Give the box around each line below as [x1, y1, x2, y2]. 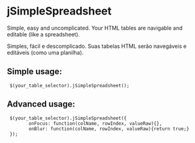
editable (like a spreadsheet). [7, 30, 80, 38]
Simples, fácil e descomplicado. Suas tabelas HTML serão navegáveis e [7, 42, 187, 50]
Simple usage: [7, 67, 63, 77]
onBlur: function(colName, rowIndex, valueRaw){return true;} [29, 125, 190, 131]
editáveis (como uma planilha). [7, 48, 84, 56]
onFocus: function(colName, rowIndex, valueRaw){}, [29, 120, 163, 127]
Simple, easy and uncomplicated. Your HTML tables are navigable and [7, 24, 183, 32]
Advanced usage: [7, 99, 75, 110]
